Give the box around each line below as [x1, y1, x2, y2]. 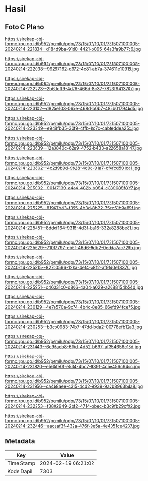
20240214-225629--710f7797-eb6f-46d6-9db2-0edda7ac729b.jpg [5, 245, 141, 250]
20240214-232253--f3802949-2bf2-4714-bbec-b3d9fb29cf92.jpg [5, 403, 141, 409]
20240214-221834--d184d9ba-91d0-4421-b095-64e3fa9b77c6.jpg [5, 46, 141, 52]
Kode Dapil [7, 468, 33, 475]
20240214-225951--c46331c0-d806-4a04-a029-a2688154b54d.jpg [5, 284, 144, 290]
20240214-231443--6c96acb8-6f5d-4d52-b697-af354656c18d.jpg [5, 344, 141, 350]
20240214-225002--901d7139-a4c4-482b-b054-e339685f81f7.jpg [5, 185, 141, 191]
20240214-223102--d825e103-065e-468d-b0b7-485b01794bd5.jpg [5, 106, 143, 111]
